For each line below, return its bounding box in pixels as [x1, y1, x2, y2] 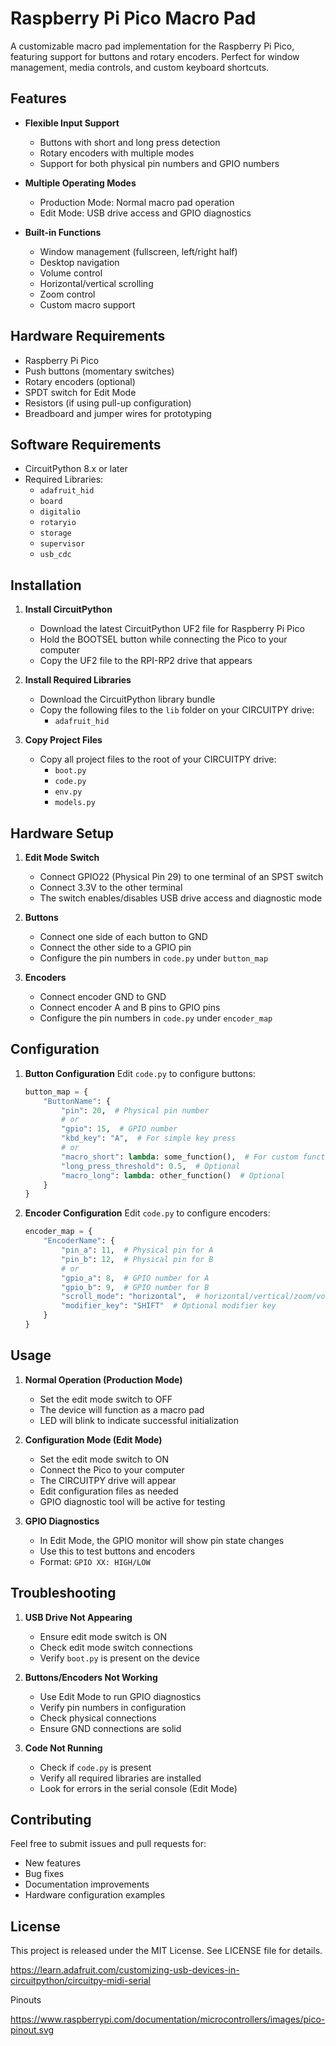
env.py [54, 787, 83, 797]
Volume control [39, 267, 103, 279]
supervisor [39, 539, 86, 549]
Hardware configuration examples [24, 1889, 166, 1901]
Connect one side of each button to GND [39, 931, 208, 942]
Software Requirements [10, 436, 162, 453]
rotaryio [39, 518, 77, 528]
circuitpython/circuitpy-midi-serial [10, 1975, 151, 1987]
